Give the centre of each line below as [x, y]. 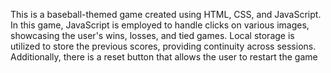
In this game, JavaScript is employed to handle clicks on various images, [160, 25]
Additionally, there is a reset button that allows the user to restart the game [164, 57]
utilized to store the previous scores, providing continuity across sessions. [163, 46]
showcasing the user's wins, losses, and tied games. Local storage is [152, 35]
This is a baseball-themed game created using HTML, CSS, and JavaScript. [166, 14]
